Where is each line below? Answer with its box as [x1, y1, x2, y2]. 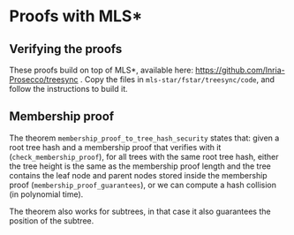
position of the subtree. [9, 215, 94, 226]
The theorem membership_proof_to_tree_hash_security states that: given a [9, 133, 280, 143]
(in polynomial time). [9, 188, 84, 200]
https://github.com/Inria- [195, 64, 285, 75]
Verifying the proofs [9, 42, 123, 57]
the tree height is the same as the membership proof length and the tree [9, 161, 272, 171]
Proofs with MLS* [9, 6, 143, 27]
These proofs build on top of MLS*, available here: [9, 64, 194, 75]
